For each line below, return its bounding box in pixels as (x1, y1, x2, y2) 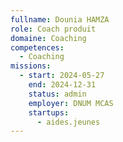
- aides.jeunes (36, 117, 101, 127)
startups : (28, 107, 70, 118)
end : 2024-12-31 (28, 80, 97, 90)
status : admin (28, 89, 87, 99)
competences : (10, 42, 65, 53)
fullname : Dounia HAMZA (10, 14, 110, 25)
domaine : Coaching (10, 33, 87, 43)
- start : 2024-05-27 (19, 71, 105, 81)
